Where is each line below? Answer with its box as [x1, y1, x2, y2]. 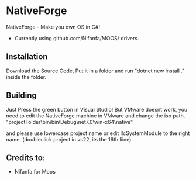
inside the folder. [6, 73, 47, 80]
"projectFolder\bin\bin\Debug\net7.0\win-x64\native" [6, 118, 133, 125]
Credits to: [6, 153, 46, 162]
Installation [6, 51, 48, 62]
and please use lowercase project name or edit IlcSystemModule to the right [6, 130, 190, 137]
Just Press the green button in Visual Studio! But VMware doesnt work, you [6, 106, 188, 113]
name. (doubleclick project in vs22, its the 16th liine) [6, 136, 132, 143]
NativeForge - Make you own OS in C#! [6, 23, 101, 30]
